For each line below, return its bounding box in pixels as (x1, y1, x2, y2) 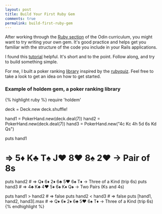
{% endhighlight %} (5, 204, 45, 210)
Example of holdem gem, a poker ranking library (5, 86, 121, 92)
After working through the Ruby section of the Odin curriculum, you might (5, 34, 153, 40)
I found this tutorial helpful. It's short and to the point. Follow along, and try (5, 54, 155, 60)
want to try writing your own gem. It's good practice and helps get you (5, 39, 146, 45)
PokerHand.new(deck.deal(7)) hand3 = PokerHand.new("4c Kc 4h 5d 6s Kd (5, 121, 157, 126)
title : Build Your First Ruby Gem (5, 12, 75, 17)
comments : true (5, 16, 36, 21)
